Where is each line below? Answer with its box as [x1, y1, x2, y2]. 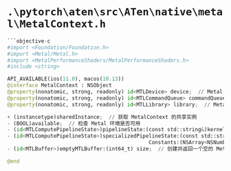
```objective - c [7, 37, 51, 45]
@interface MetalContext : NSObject [7, 82, 112, 89]
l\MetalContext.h [7, 18, 107, 31]
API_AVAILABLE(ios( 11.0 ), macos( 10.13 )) [7, 76, 125, 82]
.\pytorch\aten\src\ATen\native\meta [7, 5, 223, 19]
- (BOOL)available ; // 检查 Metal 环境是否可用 [7, 119, 141, 127]
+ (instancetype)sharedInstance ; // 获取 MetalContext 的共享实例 [7, 113, 197, 120]
